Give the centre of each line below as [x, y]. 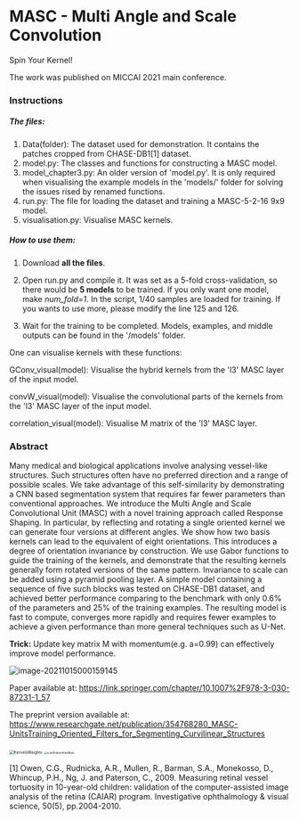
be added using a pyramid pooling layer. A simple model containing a [136, 579]
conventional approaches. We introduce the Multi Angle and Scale [130, 504]
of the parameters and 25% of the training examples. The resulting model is [148, 608]
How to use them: [42, 240]
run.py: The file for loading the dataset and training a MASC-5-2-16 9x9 [153, 201]
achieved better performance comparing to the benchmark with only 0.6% [145, 598]
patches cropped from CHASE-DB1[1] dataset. [106, 153]
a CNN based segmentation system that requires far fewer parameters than [147, 494]
